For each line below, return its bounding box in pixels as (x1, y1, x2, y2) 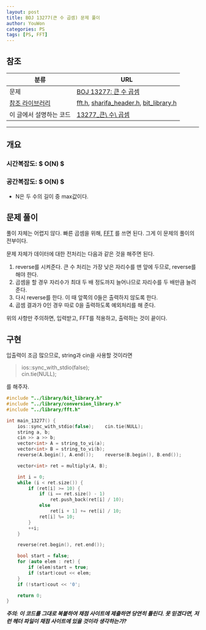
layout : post (6, 9, 40, 15)
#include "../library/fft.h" (6, 407, 81, 413)
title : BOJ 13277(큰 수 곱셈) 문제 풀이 (6, 15, 101, 21)
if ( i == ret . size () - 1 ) (39, 491, 105, 497)
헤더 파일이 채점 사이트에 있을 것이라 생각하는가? (12, 618, 127, 625)
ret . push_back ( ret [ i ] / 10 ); (50, 497, 124, 503)
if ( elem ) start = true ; (28, 564, 89, 571)
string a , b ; (17, 429, 51, 435)
